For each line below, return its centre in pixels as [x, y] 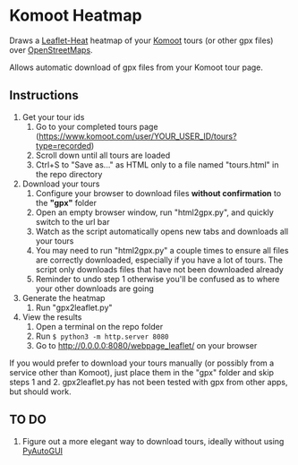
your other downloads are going [95, 288]
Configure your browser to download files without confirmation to [158, 193]
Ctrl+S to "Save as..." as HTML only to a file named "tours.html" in [157, 164]
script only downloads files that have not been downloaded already [159, 269]
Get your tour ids [53, 116]
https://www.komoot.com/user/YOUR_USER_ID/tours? [138, 136]
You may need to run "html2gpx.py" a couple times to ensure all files [162, 250]
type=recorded [64, 145]
